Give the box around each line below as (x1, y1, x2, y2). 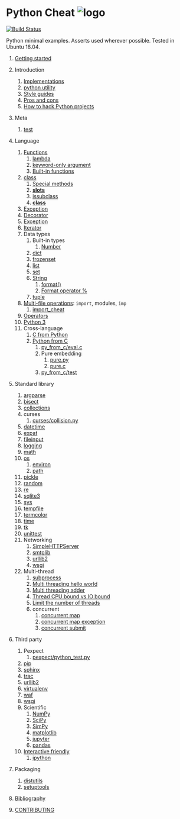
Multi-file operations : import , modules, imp (23, 299, 127, 307)
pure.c (50, 362, 66, 369)
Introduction (14, 66, 45, 73)
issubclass (32, 192, 58, 199)
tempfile (23, 505, 44, 512)
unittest (23, 530, 42, 537)
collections (23, 404, 50, 411)
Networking (23, 536, 53, 543)
